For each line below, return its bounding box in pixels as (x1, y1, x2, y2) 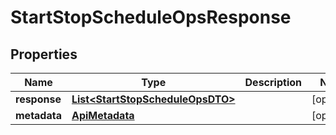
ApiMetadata (71, 109, 135, 122)
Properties (10, 46, 78, 63)
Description (244, 76, 302, 89)
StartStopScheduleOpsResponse (10, 6, 292, 29)
